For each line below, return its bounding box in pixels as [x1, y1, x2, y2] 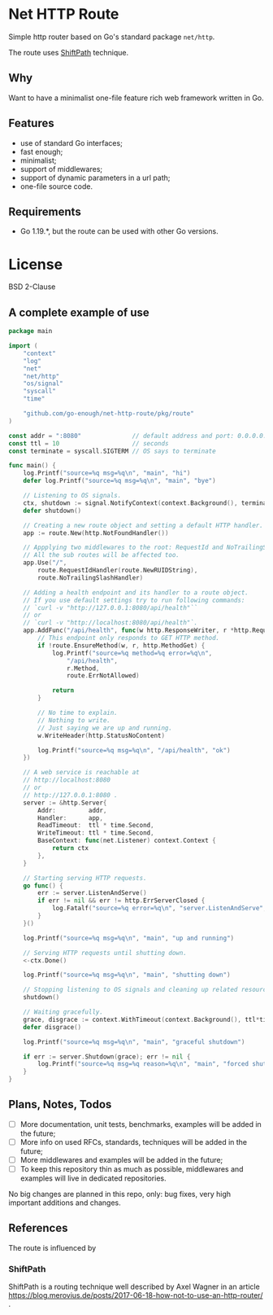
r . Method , [66, 664, 100, 673]
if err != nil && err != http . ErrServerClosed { [37, 896, 206, 905]
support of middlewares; [19, 164, 103, 173]
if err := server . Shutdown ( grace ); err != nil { [23, 1052, 191, 1061]
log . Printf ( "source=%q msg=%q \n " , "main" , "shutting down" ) [23, 971, 231, 980]
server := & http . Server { [23, 799, 107, 807]
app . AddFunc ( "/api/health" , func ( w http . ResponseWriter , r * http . [23, 626, 253, 635]
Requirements [8, 204, 81, 218]
